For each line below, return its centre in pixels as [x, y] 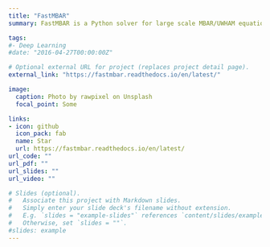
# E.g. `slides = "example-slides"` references [93, 216]
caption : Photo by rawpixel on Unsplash [84, 97]
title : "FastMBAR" [39, 16]
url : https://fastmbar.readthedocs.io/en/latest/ [100, 149]
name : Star [34, 142]
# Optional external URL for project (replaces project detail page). [129, 68]
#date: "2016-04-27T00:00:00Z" [61, 53]
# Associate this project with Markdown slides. [95, 201]
